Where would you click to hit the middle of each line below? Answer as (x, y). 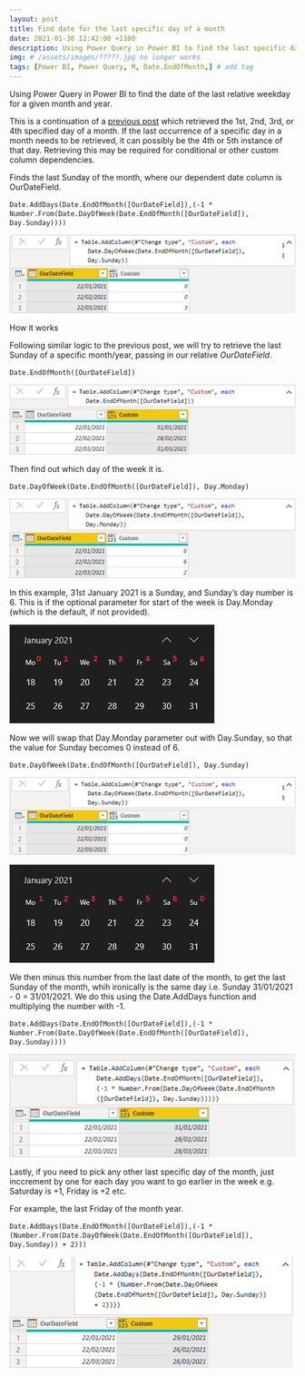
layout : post (34, 19)
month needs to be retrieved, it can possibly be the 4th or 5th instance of (146, 140)
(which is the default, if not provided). (80, 612)
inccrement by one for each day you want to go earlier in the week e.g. (142, 1182)
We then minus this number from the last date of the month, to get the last (148, 978)
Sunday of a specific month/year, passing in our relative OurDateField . (141, 355)
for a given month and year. (61, 103)
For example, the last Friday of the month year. (97, 1209)
